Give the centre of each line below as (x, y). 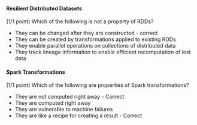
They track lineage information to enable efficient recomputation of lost (103, 52)
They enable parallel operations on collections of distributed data (95, 46)
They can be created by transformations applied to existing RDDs (96, 39)
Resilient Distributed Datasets (44, 8)
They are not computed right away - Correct (69, 97)
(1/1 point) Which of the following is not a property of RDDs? (80, 21)
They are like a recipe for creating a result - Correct (78, 115)
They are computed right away (53, 103)
